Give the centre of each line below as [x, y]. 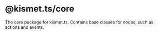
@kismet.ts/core [40, 9]
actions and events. [25, 27]
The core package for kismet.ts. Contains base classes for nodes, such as [79, 22]
